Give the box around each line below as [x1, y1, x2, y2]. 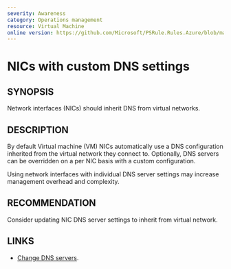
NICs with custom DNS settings [7, 59, 190, 74]
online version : [7, 29, 54, 36]
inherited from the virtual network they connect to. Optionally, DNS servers [7, 150, 219, 158]
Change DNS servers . [16, 253, 79, 261]
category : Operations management [7, 16, 103, 23]
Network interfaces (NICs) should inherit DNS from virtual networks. [7, 104, 201, 113]
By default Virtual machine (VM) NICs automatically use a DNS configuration [7, 142, 223, 151]
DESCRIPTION [7, 124, 69, 136]
